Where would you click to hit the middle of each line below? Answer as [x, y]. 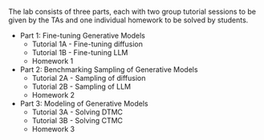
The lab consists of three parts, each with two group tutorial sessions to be [132, 12]
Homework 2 [53, 95]
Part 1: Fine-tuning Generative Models [83, 36]
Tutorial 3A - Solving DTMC [77, 112]
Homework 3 [53, 129]
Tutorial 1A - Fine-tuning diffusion [87, 44]
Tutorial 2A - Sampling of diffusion [89, 78]
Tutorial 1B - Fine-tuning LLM [80, 52]
